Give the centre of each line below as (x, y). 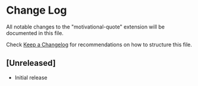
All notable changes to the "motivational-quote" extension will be (85, 27)
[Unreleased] (31, 63)
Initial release (31, 77)
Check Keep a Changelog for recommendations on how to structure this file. (99, 44)
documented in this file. (35, 33)
